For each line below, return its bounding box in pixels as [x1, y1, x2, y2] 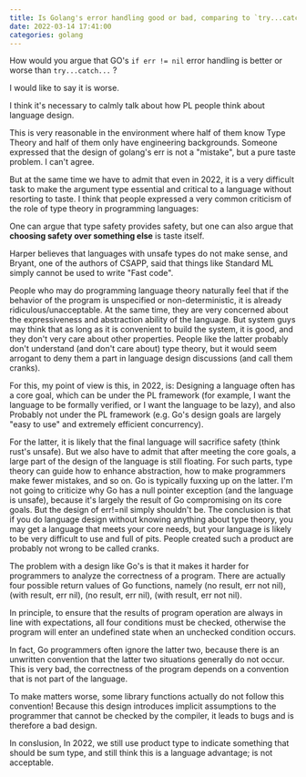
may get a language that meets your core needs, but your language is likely [9, 524, 291, 535]
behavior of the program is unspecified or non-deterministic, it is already [9, 295, 282, 306]
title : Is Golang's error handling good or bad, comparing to [9, 13, 250, 23]
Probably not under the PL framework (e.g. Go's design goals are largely [9, 409, 281, 420]
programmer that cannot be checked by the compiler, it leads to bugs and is [9, 711, 294, 721]
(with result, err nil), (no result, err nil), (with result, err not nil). [9, 589, 243, 601]
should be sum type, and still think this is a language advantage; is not [9, 748, 273, 759]
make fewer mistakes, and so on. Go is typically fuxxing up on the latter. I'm [9, 475, 293, 486]
